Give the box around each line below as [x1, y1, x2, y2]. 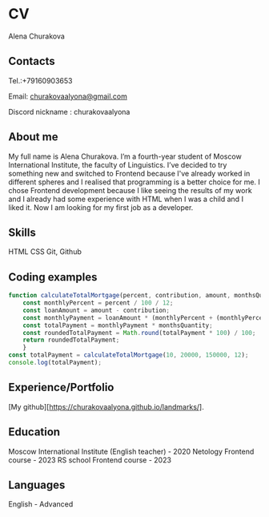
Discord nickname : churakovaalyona [8, 107, 130, 116]
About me [8, 130, 58, 144]
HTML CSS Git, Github [8, 247, 82, 256]
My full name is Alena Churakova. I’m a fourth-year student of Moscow [8, 151, 242, 161]
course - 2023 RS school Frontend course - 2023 [8, 454, 172, 465]
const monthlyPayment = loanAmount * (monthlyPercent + [22, 313, 214, 321]
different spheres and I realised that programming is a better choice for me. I [8, 177, 260, 187]
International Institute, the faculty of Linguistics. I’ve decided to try [8, 160, 227, 169]
